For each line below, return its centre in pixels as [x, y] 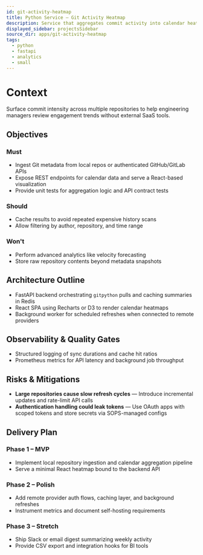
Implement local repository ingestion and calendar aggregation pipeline [104, 462]
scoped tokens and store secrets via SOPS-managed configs [91, 413]
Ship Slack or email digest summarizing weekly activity [83, 539]
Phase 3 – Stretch [32, 527]
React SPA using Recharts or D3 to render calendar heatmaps [92, 307]
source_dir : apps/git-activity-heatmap [56, 34]
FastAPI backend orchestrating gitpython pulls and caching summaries [103, 294]
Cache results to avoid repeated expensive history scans [86, 219]
